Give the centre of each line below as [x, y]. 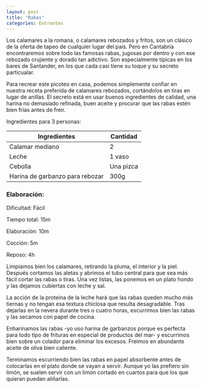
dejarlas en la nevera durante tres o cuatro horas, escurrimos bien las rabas [101, 310]
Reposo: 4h [21, 254]
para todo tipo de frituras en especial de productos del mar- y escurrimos [98, 335]
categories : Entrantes [35, 23]
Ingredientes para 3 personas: [44, 122]
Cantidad [124, 137]
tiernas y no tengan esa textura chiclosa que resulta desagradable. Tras [96, 304]
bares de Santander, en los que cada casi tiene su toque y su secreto [93, 66]
